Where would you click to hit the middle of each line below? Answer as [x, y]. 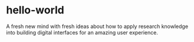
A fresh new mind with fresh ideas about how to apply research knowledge [97, 26]
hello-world [35, 10]
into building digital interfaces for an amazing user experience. [82, 32]
